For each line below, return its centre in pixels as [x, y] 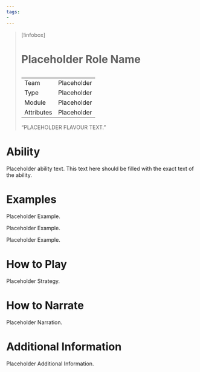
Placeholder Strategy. [33, 281]
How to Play [37, 264]
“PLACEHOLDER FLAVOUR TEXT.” [63, 127]
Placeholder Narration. [34, 322]
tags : [13, 12]
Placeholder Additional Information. [50, 364]
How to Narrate [45, 306]
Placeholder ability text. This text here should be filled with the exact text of [100, 169]
